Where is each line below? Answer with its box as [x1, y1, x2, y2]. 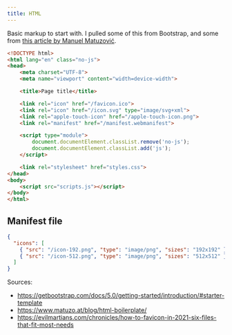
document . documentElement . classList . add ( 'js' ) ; [32, 145, 171, 152]
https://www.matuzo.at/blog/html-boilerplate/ [17, 306, 147, 314]
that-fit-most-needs [17, 320, 74, 329]
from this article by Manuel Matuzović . [7, 36, 117, 45]
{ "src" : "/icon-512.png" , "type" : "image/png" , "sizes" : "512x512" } [19, 253, 227, 260]
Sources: [7, 278, 33, 287]
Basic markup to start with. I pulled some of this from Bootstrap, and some [7, 29, 219, 37]
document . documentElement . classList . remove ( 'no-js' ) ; [32, 139, 190, 146]
